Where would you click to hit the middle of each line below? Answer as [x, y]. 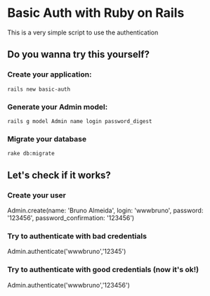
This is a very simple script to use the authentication [83, 32]
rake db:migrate [31, 154]
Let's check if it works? [59, 175]
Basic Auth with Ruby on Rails [96, 13]
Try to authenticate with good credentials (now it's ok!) [103, 270]
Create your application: [50, 75]
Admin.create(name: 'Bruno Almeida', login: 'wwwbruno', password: [105, 210]
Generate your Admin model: [58, 107]
